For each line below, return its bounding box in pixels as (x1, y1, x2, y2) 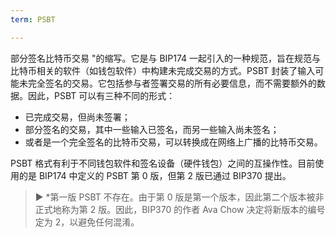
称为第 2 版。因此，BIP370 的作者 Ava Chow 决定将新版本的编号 (61, 203, 326, 215)
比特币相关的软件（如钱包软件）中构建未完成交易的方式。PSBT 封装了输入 (10, 64, 316, 76)
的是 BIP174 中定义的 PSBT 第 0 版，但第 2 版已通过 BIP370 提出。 (18, 169, 292, 181)
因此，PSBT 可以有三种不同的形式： (27, 89, 176, 101)
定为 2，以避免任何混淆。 (34, 216, 140, 228)
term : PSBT (10, 14, 56, 25)
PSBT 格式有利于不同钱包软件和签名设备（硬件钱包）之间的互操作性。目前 (10, 157, 316, 169)
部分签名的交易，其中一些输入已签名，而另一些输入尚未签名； (24, 123, 280, 135)
